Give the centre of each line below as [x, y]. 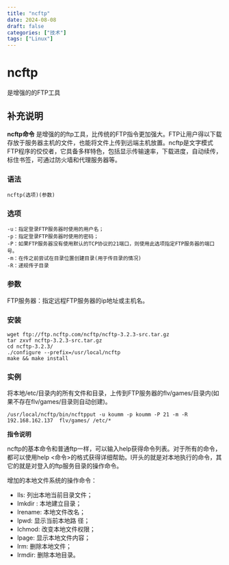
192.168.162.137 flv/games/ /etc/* [59, 421]
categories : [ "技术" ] [37, 33]
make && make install [38, 359]
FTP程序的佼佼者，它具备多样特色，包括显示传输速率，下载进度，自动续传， [114, 151]
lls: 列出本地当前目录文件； [55, 495]
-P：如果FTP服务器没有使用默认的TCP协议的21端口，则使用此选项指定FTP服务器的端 [108, 244]
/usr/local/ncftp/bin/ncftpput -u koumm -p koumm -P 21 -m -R [97, 415]
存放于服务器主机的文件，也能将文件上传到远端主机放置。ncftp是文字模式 [110, 142]
